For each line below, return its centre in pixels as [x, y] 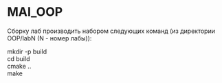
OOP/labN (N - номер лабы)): [49, 38]
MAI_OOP [35, 12]
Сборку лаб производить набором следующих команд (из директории [111, 31]
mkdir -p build [27, 51]
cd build [19, 58]
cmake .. [19, 66]
